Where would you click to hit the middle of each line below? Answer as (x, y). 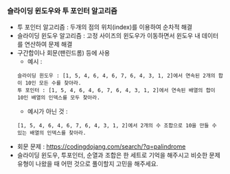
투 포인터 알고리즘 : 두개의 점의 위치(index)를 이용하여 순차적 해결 (105, 27)
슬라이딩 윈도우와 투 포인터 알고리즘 (62, 10)
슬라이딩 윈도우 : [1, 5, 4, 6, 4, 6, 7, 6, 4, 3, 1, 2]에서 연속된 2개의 (116, 76)
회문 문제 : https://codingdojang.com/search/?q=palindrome (101, 146)
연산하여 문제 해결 (48, 44)
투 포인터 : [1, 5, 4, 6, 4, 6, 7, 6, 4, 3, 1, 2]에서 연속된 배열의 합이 (116, 91)
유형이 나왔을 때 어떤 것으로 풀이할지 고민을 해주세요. (88, 164)
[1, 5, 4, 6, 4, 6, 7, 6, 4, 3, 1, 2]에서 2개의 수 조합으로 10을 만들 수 (117, 126)
